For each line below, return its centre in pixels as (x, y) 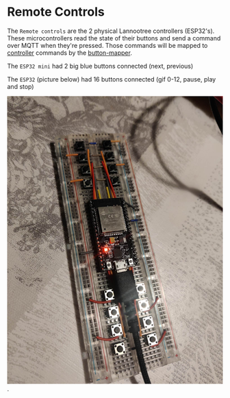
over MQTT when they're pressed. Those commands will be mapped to (107, 45)
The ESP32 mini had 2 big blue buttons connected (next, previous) (100, 66)
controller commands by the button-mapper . (69, 53)
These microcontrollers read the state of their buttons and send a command (114, 38)
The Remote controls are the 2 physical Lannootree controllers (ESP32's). (111, 31)
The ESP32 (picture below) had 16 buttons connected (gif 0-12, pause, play (112, 79)
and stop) (21, 86)
